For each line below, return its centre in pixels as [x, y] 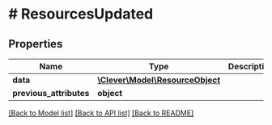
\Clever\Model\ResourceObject [159, 80]
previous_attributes [51, 93]
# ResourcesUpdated [81, 14]
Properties [36, 44]
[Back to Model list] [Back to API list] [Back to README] [101, 113]
